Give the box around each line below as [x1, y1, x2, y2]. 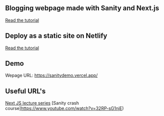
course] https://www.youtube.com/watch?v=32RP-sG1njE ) [5, 106, 124, 112]
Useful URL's [5, 87, 46, 95]
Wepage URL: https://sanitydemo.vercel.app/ [5, 72, 98, 79]
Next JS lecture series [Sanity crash [5, 100, 79, 106]
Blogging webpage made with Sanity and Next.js [5, 4, 160, 12]
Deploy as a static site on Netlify [5, 32, 108, 40]
